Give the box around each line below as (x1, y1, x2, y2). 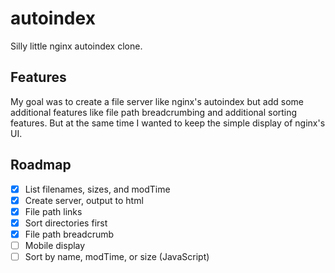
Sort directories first (24, 217, 108, 229)
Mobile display (24, 239, 86, 251)
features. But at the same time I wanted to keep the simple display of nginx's (10, 117, 326, 129)
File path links (24, 205, 83, 217)
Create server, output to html (24, 194, 144, 206)
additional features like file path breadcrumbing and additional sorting (10, 106, 298, 118)
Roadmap (10, 157, 72, 174)
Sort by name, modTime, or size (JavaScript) (24, 250, 210, 262)
